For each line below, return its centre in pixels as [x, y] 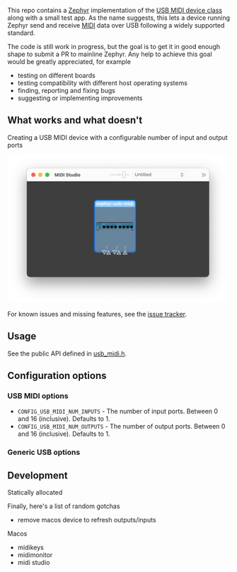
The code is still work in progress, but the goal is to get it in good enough [114, 46]
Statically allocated [35, 493]
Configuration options [57, 376]
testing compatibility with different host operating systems [102, 83]
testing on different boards [56, 75]
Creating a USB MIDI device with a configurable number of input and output [117, 137]
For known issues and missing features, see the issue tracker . [97, 314]
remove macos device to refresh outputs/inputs [87, 520]
